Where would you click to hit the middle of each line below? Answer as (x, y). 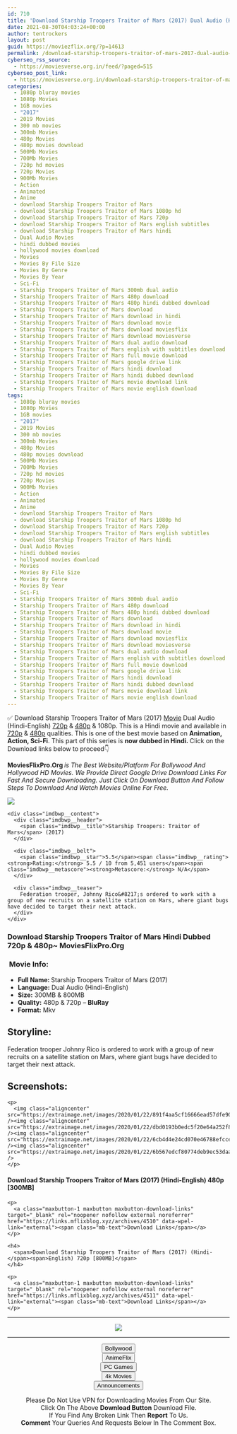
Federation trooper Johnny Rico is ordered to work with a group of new (110, 1049)
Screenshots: (38, 1086)
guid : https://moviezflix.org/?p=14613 (66, 47)
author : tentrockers (38, 34)
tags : (15, 395)
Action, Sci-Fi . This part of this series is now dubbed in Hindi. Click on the (116, 740)
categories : (25, 86)
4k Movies (119, 1376)
